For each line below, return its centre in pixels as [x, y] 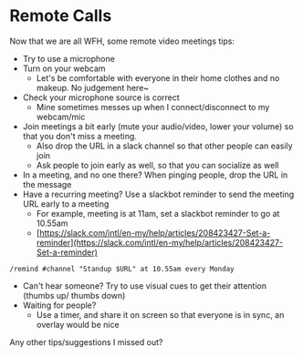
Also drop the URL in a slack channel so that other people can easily [165, 146]
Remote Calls [61, 16]
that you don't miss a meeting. [79, 136]
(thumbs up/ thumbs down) [74, 295]
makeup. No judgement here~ [93, 87]
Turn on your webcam [64, 68]
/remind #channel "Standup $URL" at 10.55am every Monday [122, 269]
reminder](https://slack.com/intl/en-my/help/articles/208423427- [160, 242]
